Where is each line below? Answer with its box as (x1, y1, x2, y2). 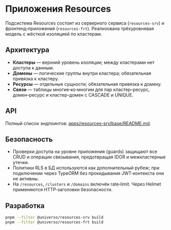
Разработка (5, 201, 45, 210)
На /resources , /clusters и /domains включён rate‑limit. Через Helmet (12, 181, 161, 187)
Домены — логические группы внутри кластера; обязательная (12, 70, 152, 76)
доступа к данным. (12, 64, 54, 71)
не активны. (12, 176, 39, 182)
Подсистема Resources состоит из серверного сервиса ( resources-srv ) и (5, 20, 164, 26)
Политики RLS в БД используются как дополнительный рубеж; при (12, 165, 159, 171)
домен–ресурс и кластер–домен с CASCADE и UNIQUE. (12, 91, 134, 98)
